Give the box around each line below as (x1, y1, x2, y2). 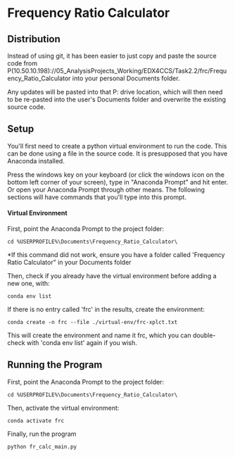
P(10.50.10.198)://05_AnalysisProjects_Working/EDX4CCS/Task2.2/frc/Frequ (7, 67, 227, 75)
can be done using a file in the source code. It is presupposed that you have (7, 149, 228, 158)
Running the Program (7, 359, 103, 371)
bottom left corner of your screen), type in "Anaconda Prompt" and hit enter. (7, 177, 229, 186)
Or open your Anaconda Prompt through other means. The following (7, 185, 205, 194)
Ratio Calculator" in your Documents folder (7, 258, 132, 267)
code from (7, 59, 37, 68)
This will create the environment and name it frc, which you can (7, 331, 191, 339)
